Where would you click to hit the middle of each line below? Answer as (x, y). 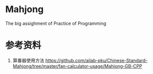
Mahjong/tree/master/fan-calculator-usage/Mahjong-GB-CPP (78, 66)
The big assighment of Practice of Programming (56, 23)
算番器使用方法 (28, 60)
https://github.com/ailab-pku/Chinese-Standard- (96, 60)
